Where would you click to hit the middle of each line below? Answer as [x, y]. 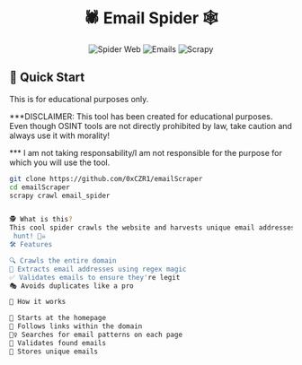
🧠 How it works [38, 302]
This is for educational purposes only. [79, 99]
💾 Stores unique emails [54, 352]
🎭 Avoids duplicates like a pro [72, 286]
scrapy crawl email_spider [60, 196]
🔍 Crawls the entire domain [63, 261]
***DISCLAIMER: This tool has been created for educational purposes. [141, 116]
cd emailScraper [40, 187]
